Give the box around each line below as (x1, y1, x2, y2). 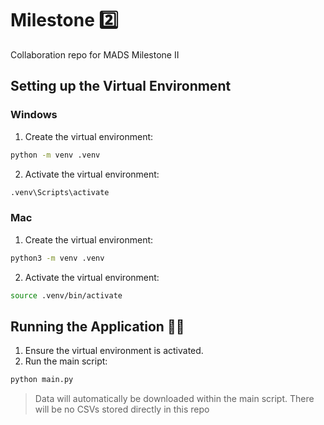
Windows (10, 108, 58, 122)
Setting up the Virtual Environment (10, 78, 232, 95)
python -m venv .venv (10, 150, 101, 160)
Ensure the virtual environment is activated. (24, 345, 204, 357)
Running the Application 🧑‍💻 (10, 318, 185, 335)
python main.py (10, 375, 74, 385)
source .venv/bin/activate (10, 290, 123, 301)
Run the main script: (24, 355, 108, 367)
